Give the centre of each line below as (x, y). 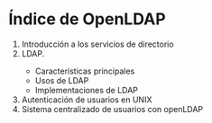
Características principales (85, 71)
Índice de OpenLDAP (87, 19)
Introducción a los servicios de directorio (97, 44)
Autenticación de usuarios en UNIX (87, 100)
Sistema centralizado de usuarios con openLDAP (112, 109)
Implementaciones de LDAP (87, 90)
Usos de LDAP (62, 80)
